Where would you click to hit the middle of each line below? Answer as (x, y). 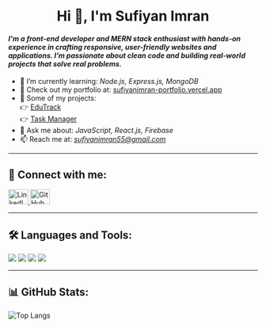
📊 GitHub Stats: (49, 292)
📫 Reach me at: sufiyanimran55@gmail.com (93, 139)
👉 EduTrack (40, 107)
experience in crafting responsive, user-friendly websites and (112, 47)
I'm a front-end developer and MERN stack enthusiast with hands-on (125, 38)
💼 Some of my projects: (58, 98)
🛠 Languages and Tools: (70, 235)
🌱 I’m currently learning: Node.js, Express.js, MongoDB (109, 82)
